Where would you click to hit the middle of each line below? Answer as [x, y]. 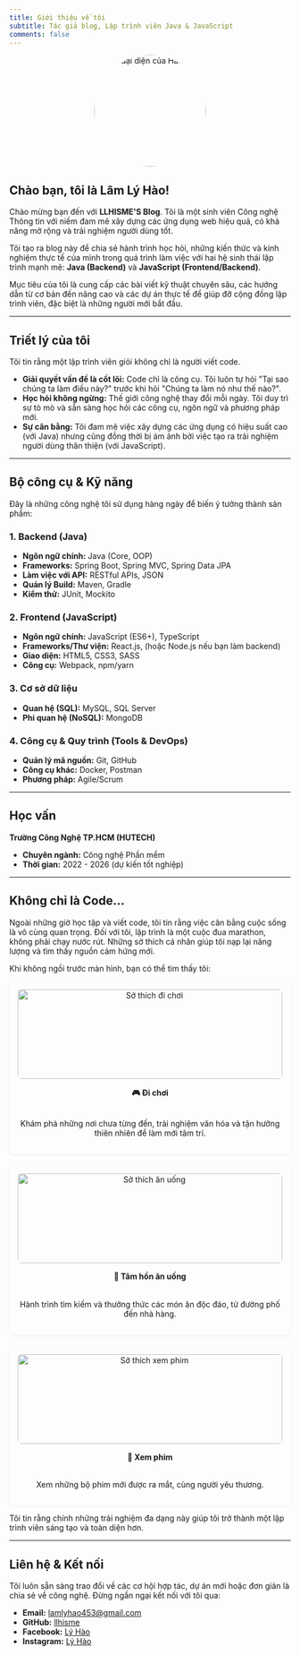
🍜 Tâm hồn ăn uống [150, 1276]
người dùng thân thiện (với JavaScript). [94, 446]
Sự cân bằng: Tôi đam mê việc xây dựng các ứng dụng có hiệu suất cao [155, 427]
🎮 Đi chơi [150, 1093]
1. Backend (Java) [48, 536]
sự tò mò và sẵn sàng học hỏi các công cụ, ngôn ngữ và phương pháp [151, 407]
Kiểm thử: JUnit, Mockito [69, 594]
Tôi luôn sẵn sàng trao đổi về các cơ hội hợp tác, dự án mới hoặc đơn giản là [150, 1586]
